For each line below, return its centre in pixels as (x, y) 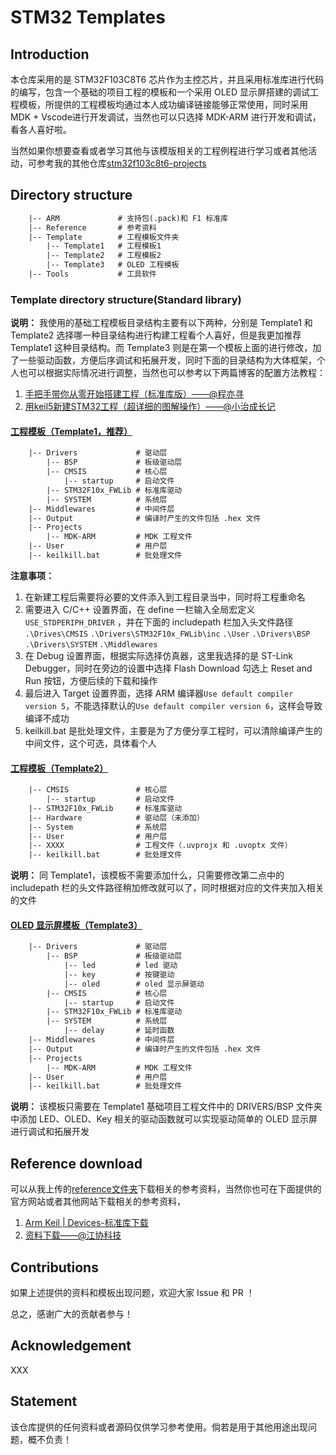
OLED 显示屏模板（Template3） (76, 925)
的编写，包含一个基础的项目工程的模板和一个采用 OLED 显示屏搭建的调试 (160, 92)
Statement (44, 1401)
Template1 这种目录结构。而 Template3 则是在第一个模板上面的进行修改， (161, 348)
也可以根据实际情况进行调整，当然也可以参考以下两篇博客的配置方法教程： (172, 373)
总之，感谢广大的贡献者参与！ (71, 1313)
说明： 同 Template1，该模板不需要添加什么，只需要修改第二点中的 (147, 875)
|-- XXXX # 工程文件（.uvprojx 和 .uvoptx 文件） (160, 846)
